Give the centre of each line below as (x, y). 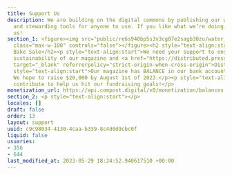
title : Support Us (33, 13)
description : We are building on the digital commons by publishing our (114, 20)
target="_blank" (37, 65)
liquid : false (28, 135)
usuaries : (21, 142)
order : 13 (21, 116)
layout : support (30, 122)
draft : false (26, 110)
